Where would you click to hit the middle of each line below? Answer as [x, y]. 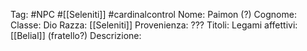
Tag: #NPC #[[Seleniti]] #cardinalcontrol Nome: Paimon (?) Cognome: [153, 14]
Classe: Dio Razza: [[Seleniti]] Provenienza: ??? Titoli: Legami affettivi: [154, 25]
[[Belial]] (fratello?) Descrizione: [76, 35]
